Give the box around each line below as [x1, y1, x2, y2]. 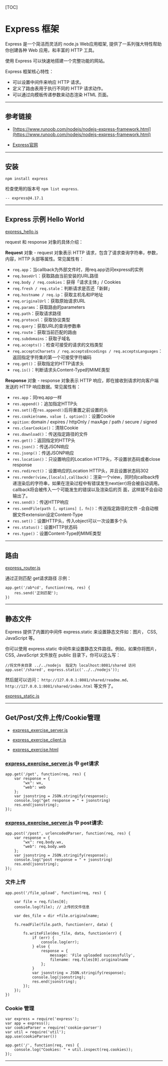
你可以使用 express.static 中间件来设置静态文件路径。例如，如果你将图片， [5, 646, 159, 651]
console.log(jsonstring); [31, 975, 86, 980]
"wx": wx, [23, 781, 43, 786]
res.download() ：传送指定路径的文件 [12, 431, 88, 437]
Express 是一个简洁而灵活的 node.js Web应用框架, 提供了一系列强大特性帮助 [5, 41, 162, 47]
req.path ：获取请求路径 [12, 310, 61, 316]
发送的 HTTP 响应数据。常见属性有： [5, 384, 81, 390]
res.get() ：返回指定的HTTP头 [12, 437, 75, 443]
